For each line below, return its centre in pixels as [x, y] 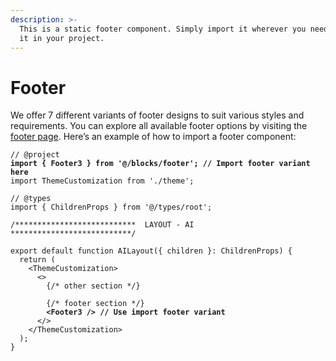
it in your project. [62, 38]
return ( [37, 260]
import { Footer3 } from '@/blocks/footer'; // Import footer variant [160, 164]
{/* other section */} [93, 286]
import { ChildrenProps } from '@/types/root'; [111, 207]
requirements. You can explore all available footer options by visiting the [159, 126]
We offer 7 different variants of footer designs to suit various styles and [157, 115]
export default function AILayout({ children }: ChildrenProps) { [151, 251]
